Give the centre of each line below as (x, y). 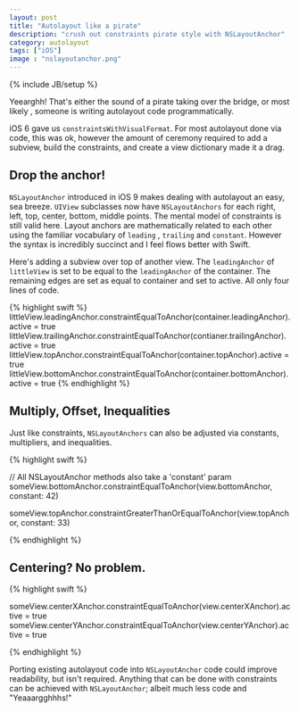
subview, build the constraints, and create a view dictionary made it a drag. (147, 147)
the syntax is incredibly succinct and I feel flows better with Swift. (130, 244)
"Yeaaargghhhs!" (41, 698)
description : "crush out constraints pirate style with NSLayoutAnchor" (147, 34)
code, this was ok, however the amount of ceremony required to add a (138, 138)
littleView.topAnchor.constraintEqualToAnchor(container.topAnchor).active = (149, 354)
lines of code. (34, 290)
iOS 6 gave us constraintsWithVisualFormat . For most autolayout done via (145, 128)
